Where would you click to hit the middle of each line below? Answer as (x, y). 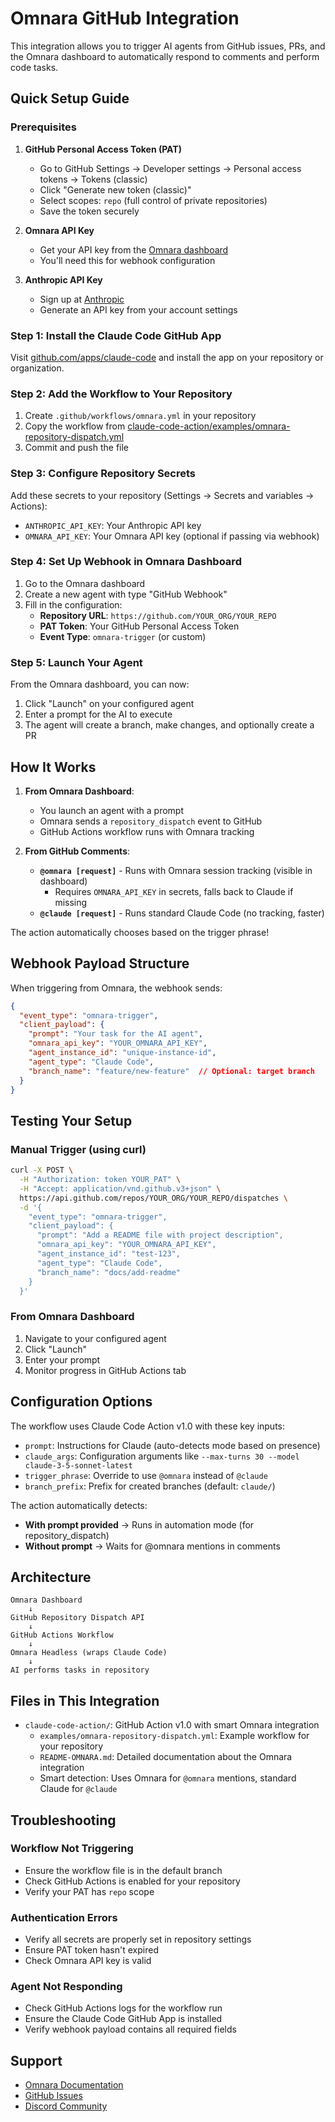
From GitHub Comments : (77, 851)
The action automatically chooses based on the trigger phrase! (140, 932)
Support (36, 2060)
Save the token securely (89, 211)
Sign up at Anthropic (82, 299)
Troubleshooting (63, 1820)
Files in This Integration (85, 1700)
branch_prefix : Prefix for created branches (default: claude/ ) (150, 1486)
